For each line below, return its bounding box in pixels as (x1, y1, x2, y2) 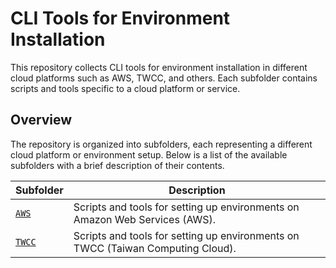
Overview (10, 112, 73, 129)
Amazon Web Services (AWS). (73, 212, 217, 226)
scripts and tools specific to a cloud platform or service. (10, 82, 241, 94)
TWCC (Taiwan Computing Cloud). (73, 241, 237, 255)
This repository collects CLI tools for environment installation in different (10, 61, 308, 73)
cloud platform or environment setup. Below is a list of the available (10, 148, 288, 161)
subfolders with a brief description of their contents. (10, 159, 225, 171)
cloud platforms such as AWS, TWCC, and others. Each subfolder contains (10, 72, 318, 84)
